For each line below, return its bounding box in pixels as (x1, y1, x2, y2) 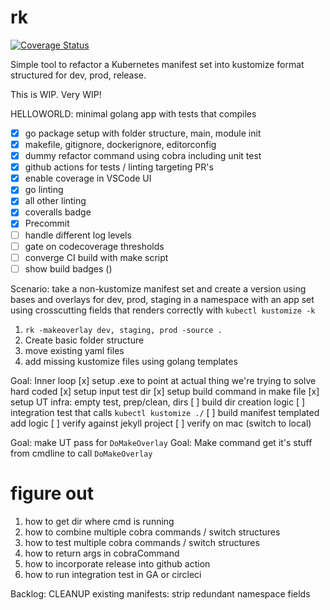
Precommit (24, 217, 70, 230)
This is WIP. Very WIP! (10, 88, 102, 100)
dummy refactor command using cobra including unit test (24, 150, 262, 162)
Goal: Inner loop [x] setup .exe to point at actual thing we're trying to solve (10, 374, 317, 386)
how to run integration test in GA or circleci (24, 568, 202, 580)
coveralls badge (24, 206, 92, 218)
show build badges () (24, 262, 113, 275)
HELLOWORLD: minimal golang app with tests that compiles (10, 107, 257, 120)
